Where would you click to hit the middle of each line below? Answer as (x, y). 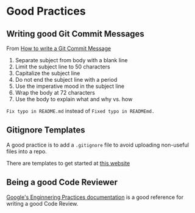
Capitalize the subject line (48, 73)
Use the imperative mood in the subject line (70, 86)
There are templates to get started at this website (68, 163)
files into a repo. (27, 151)
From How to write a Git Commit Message (59, 48)
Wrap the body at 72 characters (55, 92)
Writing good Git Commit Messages (75, 34)
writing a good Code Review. (42, 203)
